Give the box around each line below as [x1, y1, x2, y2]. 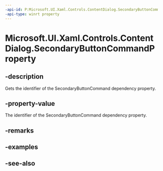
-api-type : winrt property [5, 12, 60, 17]
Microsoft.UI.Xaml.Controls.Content [5, 33, 154, 44]
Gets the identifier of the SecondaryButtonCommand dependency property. [5, 85, 156, 91]
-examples [5, 143, 38, 151]
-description [5, 72, 44, 81]
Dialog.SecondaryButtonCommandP [5, 43, 155, 54]
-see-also [5, 159, 35, 168]
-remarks [5, 126, 34, 135]
